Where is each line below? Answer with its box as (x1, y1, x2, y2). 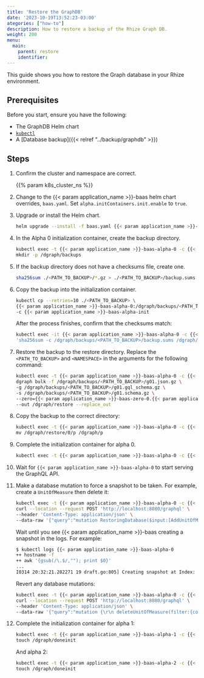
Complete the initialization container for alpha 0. (15, 441, 136, 448)
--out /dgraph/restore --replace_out (15, 401, 112, 408)
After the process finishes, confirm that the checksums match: (15, 320, 172, 327)
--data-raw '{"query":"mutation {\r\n (15, 609, 114, 615)
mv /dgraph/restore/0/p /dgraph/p (15, 430, 103, 436)
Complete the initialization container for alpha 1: (15, 620, 135, 627)
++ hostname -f (15, 552, 55, 558)
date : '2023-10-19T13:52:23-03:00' (7, 15, 97, 21)
